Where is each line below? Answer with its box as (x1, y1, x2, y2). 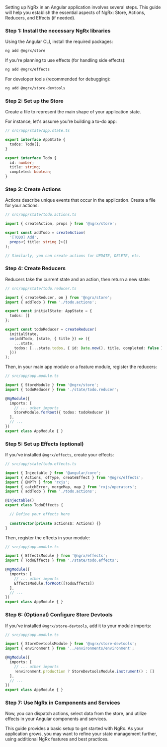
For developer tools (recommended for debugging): (5, 76, 111, 82)
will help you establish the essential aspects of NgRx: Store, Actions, (5, 9, 146, 15)
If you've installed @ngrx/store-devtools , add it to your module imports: (5, 623, 152, 629)
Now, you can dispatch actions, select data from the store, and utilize (5, 711, 147, 717)
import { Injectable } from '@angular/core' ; (5, 470, 101, 475)
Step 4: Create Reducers (5, 265, 66, 272)
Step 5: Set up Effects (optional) (5, 440, 84, 447)
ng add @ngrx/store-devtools (5, 86, 66, 91)
